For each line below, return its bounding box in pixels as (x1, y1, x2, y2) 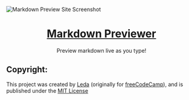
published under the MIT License (6, 87, 89, 94)
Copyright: (6, 64, 48, 75)
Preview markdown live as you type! (56, 47, 147, 54)
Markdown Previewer (46, 27, 156, 41)
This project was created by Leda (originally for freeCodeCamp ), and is (6, 81, 184, 88)
